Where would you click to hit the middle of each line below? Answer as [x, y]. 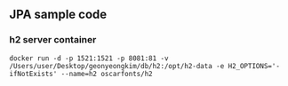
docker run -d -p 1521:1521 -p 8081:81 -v [89, 58]
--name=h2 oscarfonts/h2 [107, 74]
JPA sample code [58, 15]
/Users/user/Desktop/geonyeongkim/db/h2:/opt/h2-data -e [117, 66]
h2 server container [53, 40]
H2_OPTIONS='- [254, 66]
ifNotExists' [33, 74]
